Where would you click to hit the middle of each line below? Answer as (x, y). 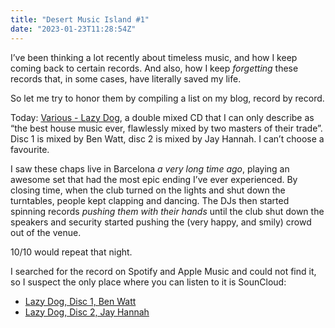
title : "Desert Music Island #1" (80, 19)
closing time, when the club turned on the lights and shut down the (148, 190)
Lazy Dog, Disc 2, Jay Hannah (87, 312)
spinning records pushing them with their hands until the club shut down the (167, 211)
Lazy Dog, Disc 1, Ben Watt (80, 301)
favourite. (30, 149)
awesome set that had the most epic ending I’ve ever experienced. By (154, 179)
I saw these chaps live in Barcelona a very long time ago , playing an (150, 168)
